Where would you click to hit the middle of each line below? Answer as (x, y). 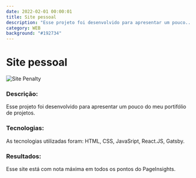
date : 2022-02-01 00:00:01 (39, 11)
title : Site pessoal (31, 17)
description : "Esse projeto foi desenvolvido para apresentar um (88, 22)
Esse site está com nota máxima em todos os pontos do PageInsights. (91, 169)
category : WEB (24, 28)
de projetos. (21, 113)
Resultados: (24, 156)
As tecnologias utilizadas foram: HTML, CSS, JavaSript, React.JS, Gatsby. (95, 141)
